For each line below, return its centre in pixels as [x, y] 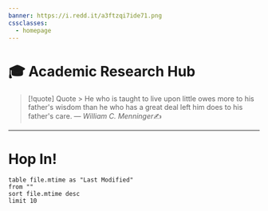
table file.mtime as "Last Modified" [71, 180]
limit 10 [23, 201]
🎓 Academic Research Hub [102, 71]
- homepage [33, 30]
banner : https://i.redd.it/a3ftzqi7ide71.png [85, 16]
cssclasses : [28, 23]
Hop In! [33, 159]
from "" [21, 187]
